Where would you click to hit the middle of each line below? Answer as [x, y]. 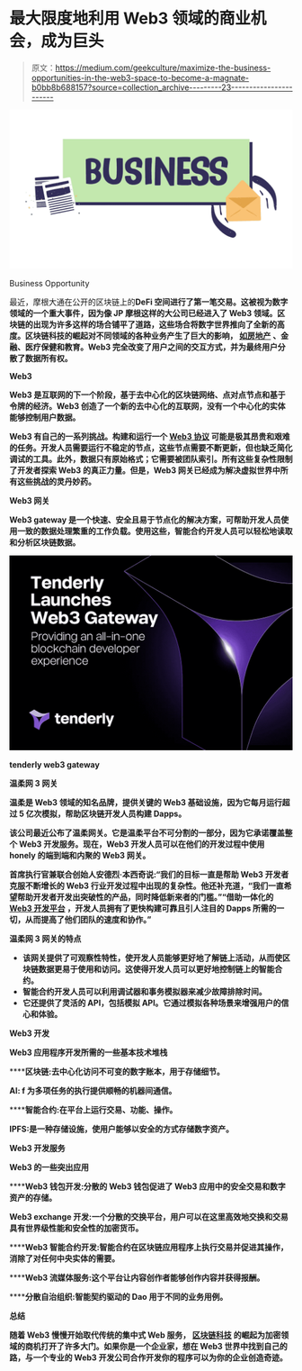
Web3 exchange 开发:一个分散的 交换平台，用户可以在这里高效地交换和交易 [149, 1216]
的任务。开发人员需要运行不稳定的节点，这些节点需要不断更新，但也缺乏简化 [151, 448]
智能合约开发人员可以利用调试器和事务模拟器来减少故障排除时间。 [144, 991]
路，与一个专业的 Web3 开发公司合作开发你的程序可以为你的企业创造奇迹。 [148, 1357]
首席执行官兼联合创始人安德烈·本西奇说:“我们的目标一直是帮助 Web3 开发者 [149, 874]
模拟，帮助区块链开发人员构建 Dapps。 [114, 813]
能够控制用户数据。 [45, 418]
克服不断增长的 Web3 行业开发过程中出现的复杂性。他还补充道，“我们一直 [147, 885]
